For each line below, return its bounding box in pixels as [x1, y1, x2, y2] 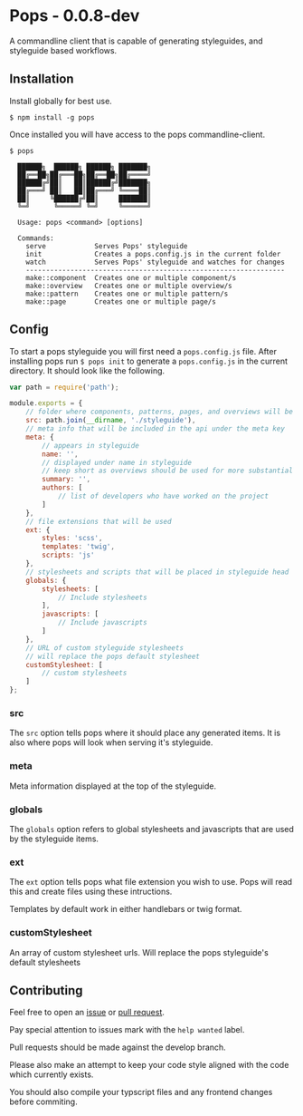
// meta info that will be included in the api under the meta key [25, 424, 285, 433]
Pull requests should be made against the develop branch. [9, 1042, 226, 1053]
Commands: [17, 233, 54, 243]
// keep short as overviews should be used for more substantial [42, 466, 294, 476]
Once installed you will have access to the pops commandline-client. [9, 129, 265, 140]
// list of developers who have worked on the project [57, 491, 270, 501]
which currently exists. [9, 1069, 94, 1080]
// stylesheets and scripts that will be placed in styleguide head [25, 568, 289, 577]
